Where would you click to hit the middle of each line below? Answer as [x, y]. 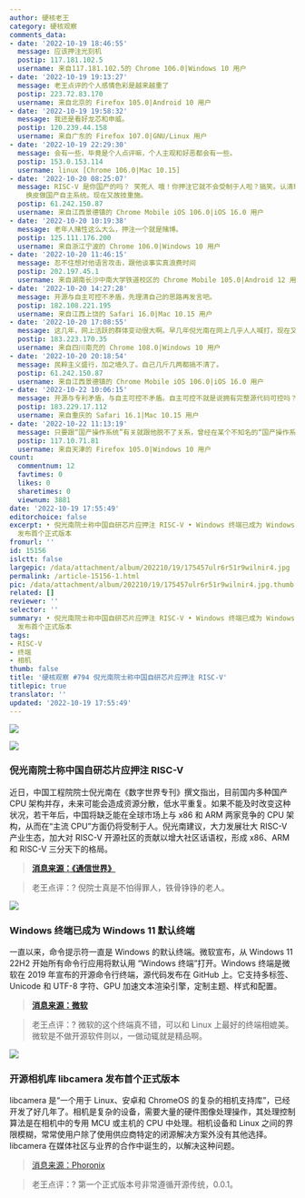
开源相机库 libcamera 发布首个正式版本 [94, 1079]
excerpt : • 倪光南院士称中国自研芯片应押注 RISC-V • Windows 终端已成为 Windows [152, 525]
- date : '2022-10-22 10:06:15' [69, 390]
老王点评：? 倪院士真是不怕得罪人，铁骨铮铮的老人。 [130, 887]
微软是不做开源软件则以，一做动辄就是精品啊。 [119, 1036]
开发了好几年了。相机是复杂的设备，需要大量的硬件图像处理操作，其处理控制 [152, 1112]
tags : [20, 635]
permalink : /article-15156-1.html [75, 576]
